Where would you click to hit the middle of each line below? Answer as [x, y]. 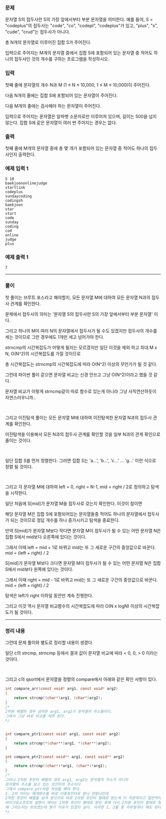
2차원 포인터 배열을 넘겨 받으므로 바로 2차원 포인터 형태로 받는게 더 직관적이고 [75, 798]
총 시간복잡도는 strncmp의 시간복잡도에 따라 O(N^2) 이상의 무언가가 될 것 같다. [81, 364]
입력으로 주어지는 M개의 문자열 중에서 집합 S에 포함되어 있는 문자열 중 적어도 [79, 53]
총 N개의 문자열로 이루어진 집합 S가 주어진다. [48, 43]
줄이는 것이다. [19, 440]
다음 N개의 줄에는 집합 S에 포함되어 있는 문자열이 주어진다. [62, 95]
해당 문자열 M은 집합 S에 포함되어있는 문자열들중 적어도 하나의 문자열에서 [76, 514]
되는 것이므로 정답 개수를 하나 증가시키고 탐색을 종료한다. [65, 520]
